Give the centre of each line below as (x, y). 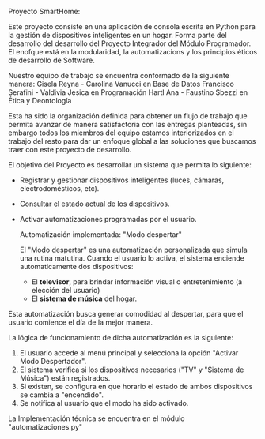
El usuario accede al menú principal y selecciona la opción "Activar (129, 353)
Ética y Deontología (40, 101)
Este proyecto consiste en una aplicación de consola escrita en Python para (132, 26)
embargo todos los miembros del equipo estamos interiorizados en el (121, 133)
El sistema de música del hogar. (84, 298)
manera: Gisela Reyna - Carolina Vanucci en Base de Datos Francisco (121, 84)
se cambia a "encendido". (62, 395)
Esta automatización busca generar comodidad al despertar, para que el (126, 314)
